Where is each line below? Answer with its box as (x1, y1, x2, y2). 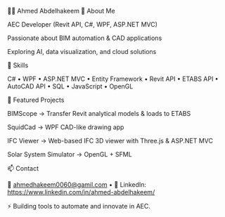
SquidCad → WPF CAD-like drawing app (7, 123, 124, 131)
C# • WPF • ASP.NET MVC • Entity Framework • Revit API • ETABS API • (7, 74, 219, 83)
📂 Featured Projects (7, 96, 65, 104)
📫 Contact (7, 164, 39, 172)
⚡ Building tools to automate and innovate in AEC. (7, 202, 151, 210)
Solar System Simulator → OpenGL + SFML (7, 150, 132, 158)
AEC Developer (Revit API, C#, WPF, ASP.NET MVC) (7, 20, 158, 28)
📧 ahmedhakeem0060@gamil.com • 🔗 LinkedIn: (7, 180, 146, 189)
